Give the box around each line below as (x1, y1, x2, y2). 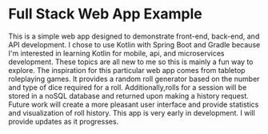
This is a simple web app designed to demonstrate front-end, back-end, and (8, 31, 260, 41)
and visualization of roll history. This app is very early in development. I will (8, 108, 256, 117)
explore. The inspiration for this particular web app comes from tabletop (8, 65, 246, 75)
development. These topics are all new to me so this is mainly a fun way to (8, 57, 254, 67)
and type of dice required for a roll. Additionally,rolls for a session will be (8, 82, 247, 92)
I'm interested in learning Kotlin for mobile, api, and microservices (8, 48, 225, 58)
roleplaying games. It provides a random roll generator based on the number (8, 74, 260, 83)
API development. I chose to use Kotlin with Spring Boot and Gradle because (8, 39, 261, 49)
